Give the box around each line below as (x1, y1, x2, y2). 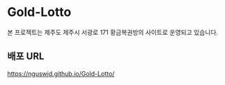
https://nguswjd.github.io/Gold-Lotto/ (7, 69, 115, 77)
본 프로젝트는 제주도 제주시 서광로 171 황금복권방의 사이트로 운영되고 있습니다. (7, 28, 218, 36)
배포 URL (7, 50, 45, 63)
